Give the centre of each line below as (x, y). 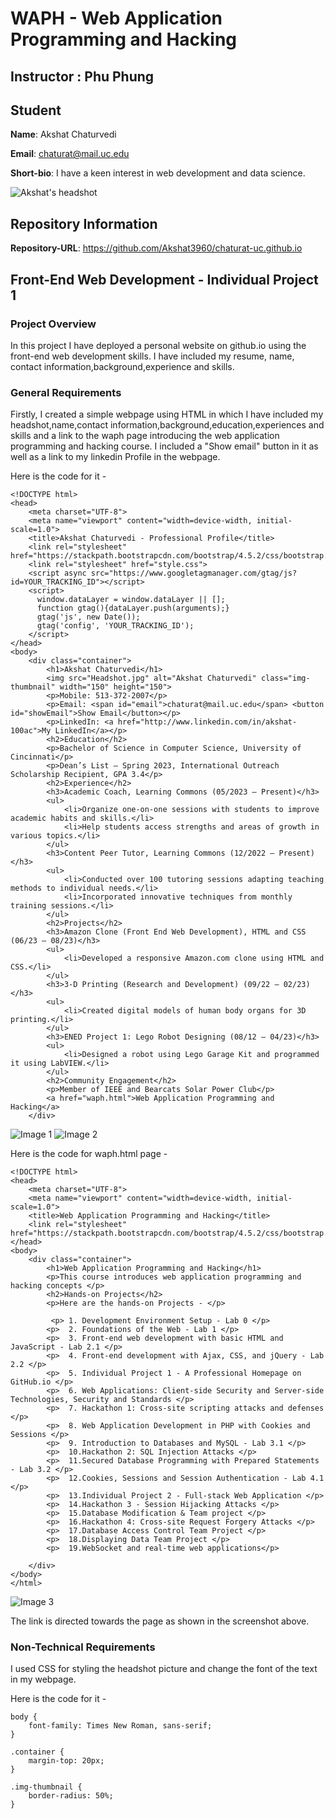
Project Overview (53, 324)
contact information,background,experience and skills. (122, 366)
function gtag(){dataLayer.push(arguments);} (133, 608)
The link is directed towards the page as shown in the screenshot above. (160, 1621)
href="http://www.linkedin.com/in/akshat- (207, 722)
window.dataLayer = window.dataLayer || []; (131, 600)
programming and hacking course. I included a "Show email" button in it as (164, 446)
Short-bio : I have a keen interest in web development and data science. (158, 173)
